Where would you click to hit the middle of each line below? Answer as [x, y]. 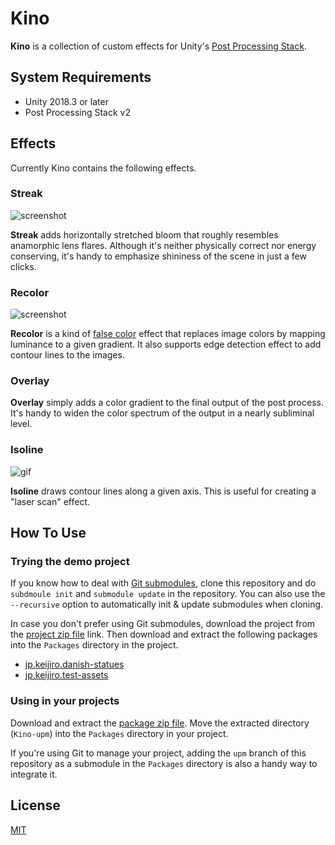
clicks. [23, 266]
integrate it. [34, 774]
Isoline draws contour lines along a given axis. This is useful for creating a [163, 491]
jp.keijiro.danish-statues [74, 664]
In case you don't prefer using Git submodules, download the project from [163, 624]
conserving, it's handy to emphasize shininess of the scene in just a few [158, 256]
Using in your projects [65, 701]
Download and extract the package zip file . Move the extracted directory [160, 723]
